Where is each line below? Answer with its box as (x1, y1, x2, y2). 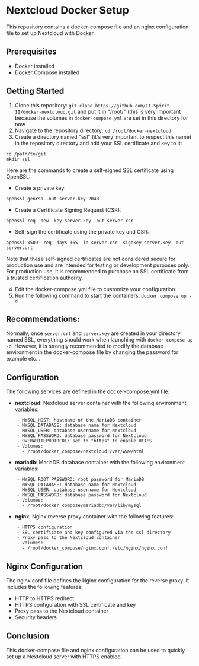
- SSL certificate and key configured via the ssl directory (17, 530, 171, 536)
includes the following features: (6, 584, 83, 590)
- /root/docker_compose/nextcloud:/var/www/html (21, 448, 145, 454)
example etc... (6, 355, 41, 362)
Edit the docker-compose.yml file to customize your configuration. (14, 285, 176, 292)
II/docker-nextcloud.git (14, 109, 76, 115)
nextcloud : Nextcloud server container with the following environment (14, 400, 187, 407)
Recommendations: (6, 314, 80, 324)
